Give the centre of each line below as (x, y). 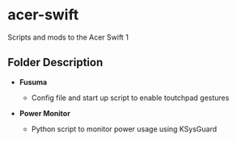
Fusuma (33, 81)
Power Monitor (44, 113)
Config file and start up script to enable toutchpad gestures (130, 98)
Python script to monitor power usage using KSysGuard (124, 129)
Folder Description (55, 63)
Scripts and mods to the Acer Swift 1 (68, 37)
